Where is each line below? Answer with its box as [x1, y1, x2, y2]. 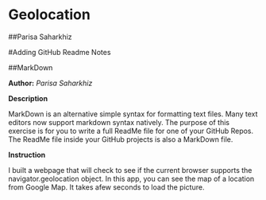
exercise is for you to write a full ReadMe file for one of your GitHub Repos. [8, 126, 254, 135]
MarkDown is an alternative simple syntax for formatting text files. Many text [8, 109, 258, 119]
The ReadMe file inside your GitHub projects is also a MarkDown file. [8, 134, 233, 144]
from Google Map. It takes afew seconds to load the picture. [8, 182, 205, 192]
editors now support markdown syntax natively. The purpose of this [8, 117, 230, 127]
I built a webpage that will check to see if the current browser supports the [8, 165, 253, 175]
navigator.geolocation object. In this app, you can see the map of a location [8, 174, 255, 183]
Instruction [8, 150, 46, 159]
